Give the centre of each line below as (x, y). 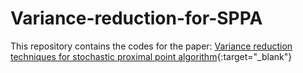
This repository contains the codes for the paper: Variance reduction (151, 46)
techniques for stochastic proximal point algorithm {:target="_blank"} (151, 56)
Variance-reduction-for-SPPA (136, 18)
